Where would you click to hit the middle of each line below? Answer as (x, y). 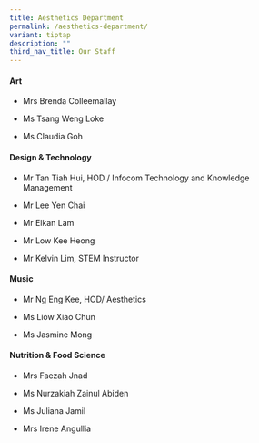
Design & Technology (51, 157)
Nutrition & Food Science (58, 355)
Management (47, 187)
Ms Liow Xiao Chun (59, 316)
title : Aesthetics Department (67, 18)
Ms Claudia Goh (53, 137)
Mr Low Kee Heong (59, 240)
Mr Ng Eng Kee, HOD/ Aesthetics (85, 299)
